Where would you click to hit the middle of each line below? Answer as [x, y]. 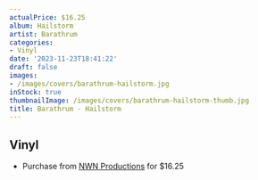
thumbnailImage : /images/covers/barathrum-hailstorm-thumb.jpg [129, 100]
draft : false [33, 68]
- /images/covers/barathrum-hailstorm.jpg [89, 84]
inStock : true [36, 92]
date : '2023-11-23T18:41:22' [63, 59]
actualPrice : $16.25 [48, 17]
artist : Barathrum [43, 34]
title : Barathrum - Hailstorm [66, 109]
